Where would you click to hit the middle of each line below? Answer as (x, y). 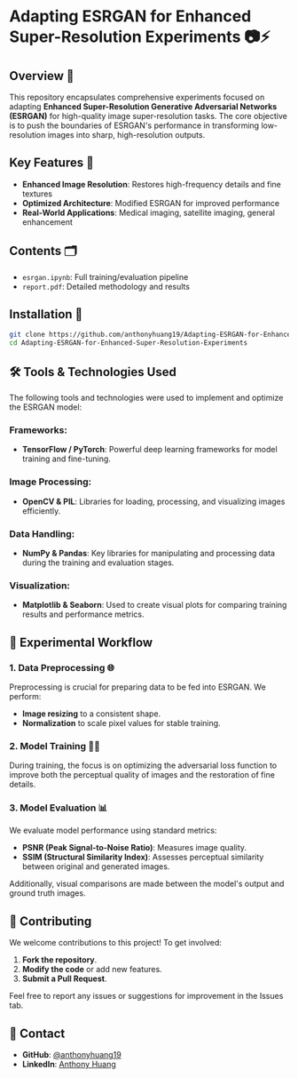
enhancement (47, 222)
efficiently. (41, 511)
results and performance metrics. (83, 614)
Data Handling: (42, 533)
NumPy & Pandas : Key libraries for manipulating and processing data (149, 553)
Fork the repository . (59, 960)
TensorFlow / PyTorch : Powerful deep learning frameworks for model (149, 450)
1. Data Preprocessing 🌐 (62, 667)
